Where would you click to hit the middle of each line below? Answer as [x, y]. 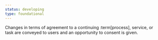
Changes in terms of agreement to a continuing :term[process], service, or [79, 27]
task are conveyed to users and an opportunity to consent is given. [72, 32]
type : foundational [25, 14]
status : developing [25, 9]
